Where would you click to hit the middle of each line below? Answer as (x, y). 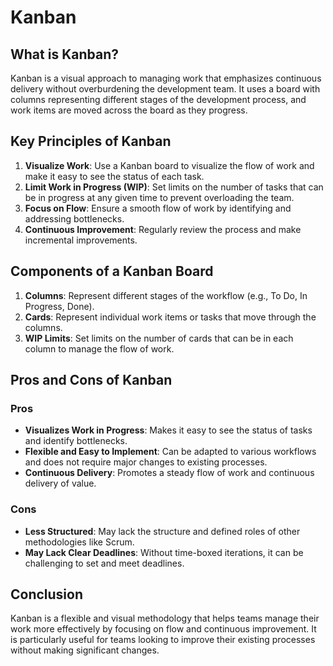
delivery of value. (60, 483)
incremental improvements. (81, 240)
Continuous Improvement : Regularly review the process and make (163, 229)
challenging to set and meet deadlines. (104, 563)
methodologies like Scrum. (79, 542)
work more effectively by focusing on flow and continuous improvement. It (163, 629)
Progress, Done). (59, 306)
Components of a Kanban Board (112, 271)
